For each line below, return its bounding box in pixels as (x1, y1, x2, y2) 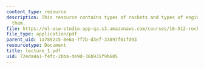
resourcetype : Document (6, 43, 67, 49)
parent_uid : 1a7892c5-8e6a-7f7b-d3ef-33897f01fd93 (6, 37, 137, 43)
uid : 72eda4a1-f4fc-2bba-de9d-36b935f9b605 (6, 53, 118, 59)
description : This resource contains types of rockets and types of (6, 14, 183, 20)
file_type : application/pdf (6, 31, 78, 37)
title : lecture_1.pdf (6, 48, 61, 54)
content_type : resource (6, 8, 67, 15)
